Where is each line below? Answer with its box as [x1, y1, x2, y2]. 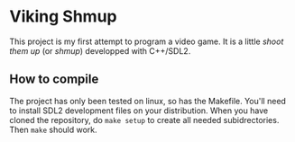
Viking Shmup [9, 6, 117, 27]
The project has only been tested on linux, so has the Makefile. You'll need [9, 95, 287, 106]
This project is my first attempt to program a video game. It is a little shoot [9, 36, 284, 47]
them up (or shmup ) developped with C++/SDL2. [9, 45, 191, 56]
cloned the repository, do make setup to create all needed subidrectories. [9, 114, 280, 125]
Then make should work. [9, 124, 97, 135]
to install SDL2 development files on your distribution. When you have [9, 105, 269, 116]
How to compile [9, 72, 99, 87]
